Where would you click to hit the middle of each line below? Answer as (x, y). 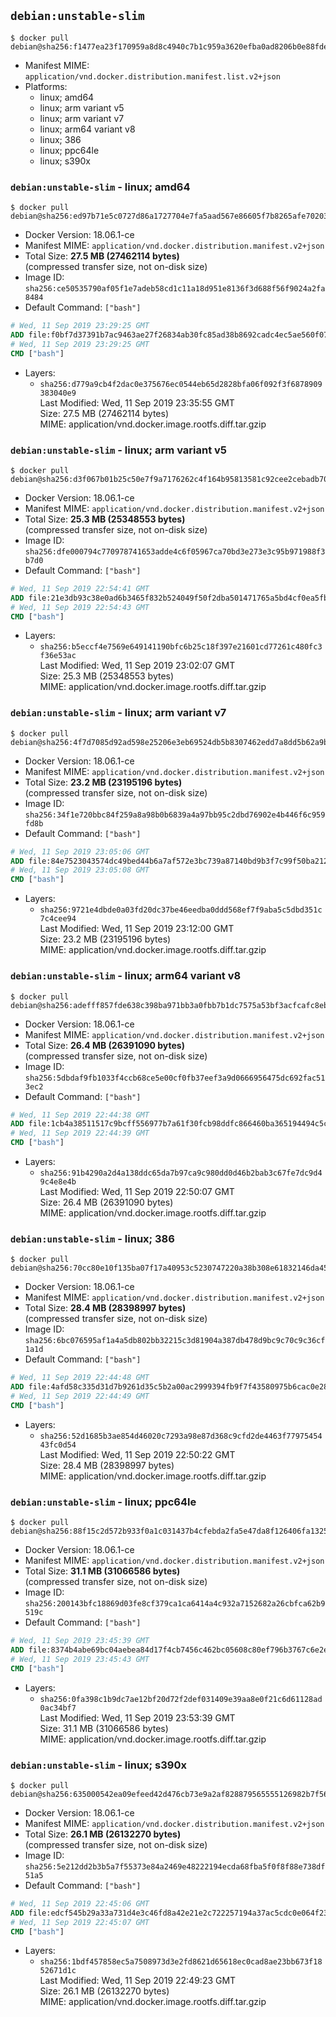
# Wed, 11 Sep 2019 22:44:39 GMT (80, 1133)
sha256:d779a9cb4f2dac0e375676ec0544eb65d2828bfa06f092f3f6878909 (181, 384)
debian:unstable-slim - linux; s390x (98, 1765)
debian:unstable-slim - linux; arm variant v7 (118, 713)
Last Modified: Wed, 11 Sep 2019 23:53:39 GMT (137, 1717)
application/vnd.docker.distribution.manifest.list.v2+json (152, 76)
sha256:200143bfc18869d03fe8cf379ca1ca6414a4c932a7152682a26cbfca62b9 (175, 1604)
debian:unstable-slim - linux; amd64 (100, 187)
